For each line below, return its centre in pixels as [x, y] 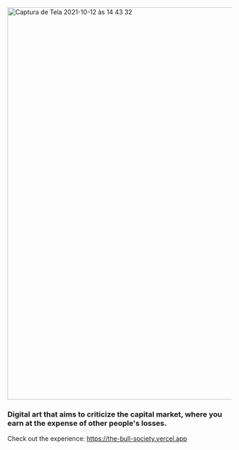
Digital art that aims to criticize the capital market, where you [115, 414]
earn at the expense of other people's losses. [87, 423]
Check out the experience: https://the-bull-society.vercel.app [97, 439]
